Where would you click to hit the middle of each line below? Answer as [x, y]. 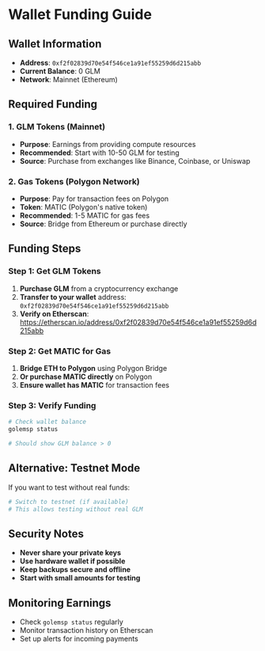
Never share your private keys [70, 553]
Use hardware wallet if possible [72, 561]
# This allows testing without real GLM [76, 509]
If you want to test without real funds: [69, 487]
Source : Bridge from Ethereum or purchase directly [103, 224]
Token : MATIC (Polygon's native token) [83, 206]
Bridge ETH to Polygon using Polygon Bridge [93, 368]
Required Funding [53, 104]
